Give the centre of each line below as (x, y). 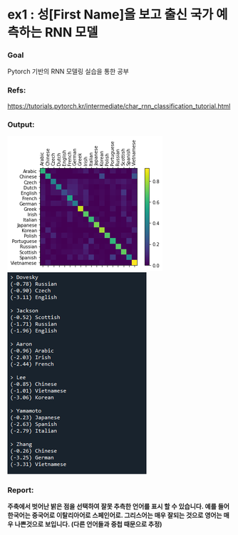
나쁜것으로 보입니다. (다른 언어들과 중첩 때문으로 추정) (88, 524)
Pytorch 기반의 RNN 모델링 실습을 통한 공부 (68, 71)
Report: (21, 490)
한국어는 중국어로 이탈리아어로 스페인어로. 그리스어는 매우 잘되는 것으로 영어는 (115, 515)
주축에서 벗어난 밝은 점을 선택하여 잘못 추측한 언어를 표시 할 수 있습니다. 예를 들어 (119, 507)
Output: (21, 124)
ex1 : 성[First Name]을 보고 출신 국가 (110, 15)
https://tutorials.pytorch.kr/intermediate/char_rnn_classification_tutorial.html (119, 106)
